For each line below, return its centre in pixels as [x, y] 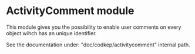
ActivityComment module [70, 11]
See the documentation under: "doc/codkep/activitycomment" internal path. [98, 45]
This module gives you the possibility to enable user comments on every [94, 27]
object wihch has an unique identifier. [51, 33]
